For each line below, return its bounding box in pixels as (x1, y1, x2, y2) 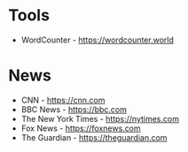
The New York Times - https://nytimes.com (20, 113, 179, 124)
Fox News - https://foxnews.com (20, 123, 141, 133)
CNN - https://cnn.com (20, 95, 106, 105)
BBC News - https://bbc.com (20, 103, 128, 115)
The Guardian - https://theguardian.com (20, 132, 168, 142)
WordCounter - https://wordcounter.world (20, 34, 175, 45)
